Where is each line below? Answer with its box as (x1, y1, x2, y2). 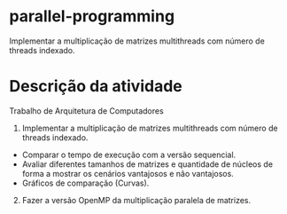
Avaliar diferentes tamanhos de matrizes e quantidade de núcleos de (21, 158, 273, 170)
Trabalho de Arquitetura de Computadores (9, 105, 164, 116)
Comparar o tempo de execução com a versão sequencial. (21, 149, 237, 160)
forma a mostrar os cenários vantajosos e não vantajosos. (21, 168, 235, 178)
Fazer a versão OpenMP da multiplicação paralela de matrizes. (21, 194, 252, 205)
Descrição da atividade (9, 76, 183, 97)
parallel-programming (9, 6, 175, 27)
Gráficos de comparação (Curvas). (21, 178, 150, 188)
